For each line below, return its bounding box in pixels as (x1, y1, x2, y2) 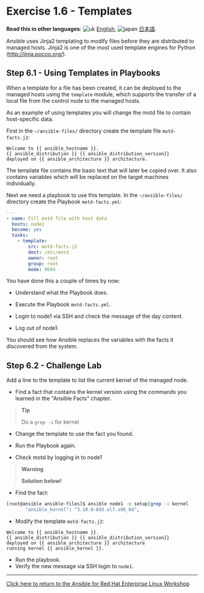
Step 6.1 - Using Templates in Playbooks (6, 68, 161, 79)
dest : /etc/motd (28, 249, 69, 255)
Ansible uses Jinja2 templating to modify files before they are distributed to (6, 37, 194, 44)
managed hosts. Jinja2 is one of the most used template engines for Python (6, 44, 195, 51)
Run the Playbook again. (15, 442, 76, 449)
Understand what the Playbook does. (15, 289, 108, 296)
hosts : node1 (12, 221, 45, 227)
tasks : (12, 233, 29, 239)
